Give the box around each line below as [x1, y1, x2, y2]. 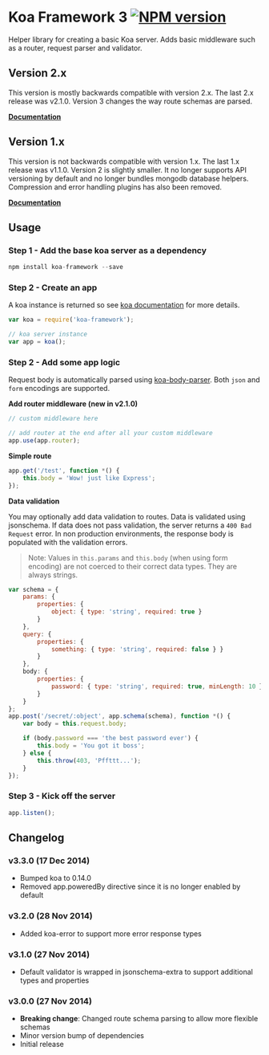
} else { [22, 749, 52, 757]
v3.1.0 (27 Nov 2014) [8, 948, 90, 959]
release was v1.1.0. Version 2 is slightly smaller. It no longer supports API [8, 165, 247, 174]
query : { [22, 630, 52, 638]
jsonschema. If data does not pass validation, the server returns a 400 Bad [8, 520, 252, 530]
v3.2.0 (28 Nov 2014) [8, 910, 94, 922]
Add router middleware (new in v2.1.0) [8, 399, 139, 409]
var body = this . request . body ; [22, 719, 127, 728]
